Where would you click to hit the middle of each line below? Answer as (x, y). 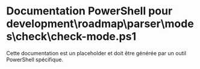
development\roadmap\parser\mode (100, 24)
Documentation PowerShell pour (89, 11)
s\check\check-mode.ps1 (71, 37)
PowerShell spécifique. (35, 59)
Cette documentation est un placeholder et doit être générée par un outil (96, 53)
